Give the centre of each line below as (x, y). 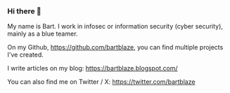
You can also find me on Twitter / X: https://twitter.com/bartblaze (101, 82)
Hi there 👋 (25, 11)
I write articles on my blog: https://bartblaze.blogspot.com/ (92, 69)
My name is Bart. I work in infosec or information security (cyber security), (115, 27)
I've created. (26, 55)
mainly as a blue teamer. (43, 34)
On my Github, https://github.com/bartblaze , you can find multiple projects (115, 48)
